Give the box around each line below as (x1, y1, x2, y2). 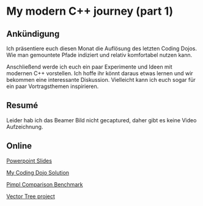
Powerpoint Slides (6, 157, 52, 164)
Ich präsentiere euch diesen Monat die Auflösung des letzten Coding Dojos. (6, 45, 197, 52)
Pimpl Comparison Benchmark (6, 180, 83, 188)
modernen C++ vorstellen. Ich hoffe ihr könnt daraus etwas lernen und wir (6, 70, 194, 77)
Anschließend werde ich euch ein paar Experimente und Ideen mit (6, 63, 172, 70)
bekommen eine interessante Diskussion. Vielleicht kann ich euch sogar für (6, 76, 196, 83)
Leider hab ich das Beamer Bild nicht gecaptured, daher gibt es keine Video (6, 116, 197, 123)
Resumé (6, 100, 39, 111)
